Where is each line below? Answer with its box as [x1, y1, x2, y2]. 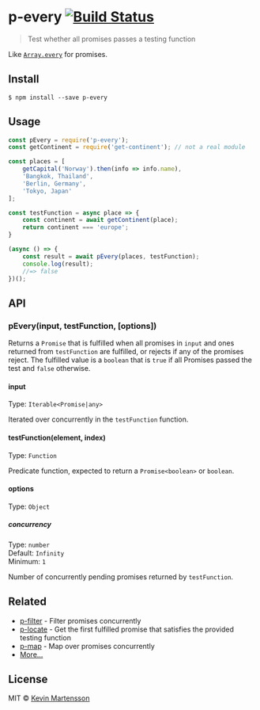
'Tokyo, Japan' [22, 187, 73, 195]
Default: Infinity [8, 548, 65, 558]
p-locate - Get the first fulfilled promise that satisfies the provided [19, 624, 235, 634]
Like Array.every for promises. [8, 49, 108, 59]
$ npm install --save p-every [8, 94, 108, 101]
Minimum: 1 [8, 556, 46, 566]
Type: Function [8, 450, 58, 460]
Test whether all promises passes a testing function [27, 34, 196, 44]
